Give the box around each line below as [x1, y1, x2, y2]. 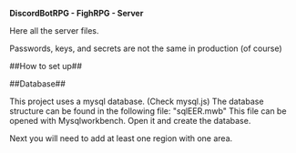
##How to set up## [9, 61, 83, 71]
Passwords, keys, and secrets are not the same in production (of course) [9, 43, 282, 54]
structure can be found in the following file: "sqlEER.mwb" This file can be [9, 106, 287, 117]
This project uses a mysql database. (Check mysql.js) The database [9, 96, 264, 107]
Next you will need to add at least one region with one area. [9, 133, 233, 144]
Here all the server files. [9, 25, 99, 36]
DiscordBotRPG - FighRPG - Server [9, 8, 144, 18]
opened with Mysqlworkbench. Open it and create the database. [9, 116, 251, 126]
